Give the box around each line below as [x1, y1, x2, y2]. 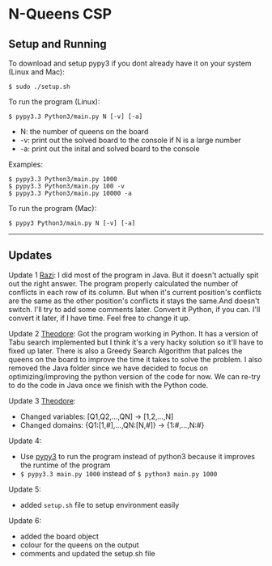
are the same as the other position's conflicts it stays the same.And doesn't [8, 296, 261, 306]
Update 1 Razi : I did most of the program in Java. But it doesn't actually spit [8, 270, 259, 280]
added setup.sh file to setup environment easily [19, 500, 180, 509]
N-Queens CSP [8, 5, 112, 23]
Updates [8, 248, 53, 263]
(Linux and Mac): [8, 67, 65, 77]
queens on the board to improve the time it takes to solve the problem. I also [8, 354, 263, 364]
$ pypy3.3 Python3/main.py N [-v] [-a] [8, 112, 143, 120]
